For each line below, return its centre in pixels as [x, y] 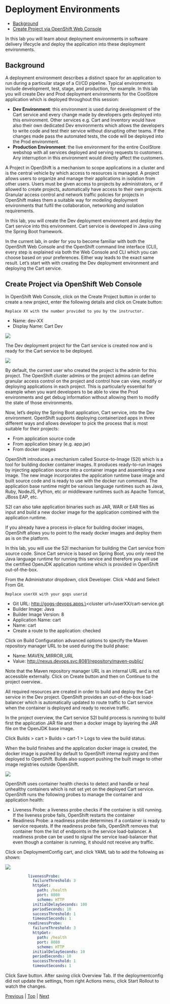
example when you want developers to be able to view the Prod [72, 392]
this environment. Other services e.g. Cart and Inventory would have [84, 120]
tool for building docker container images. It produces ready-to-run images [84, 464]
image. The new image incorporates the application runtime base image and [85, 475]
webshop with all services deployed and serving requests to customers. [88, 152]
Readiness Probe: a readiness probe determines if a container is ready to [89, 820]
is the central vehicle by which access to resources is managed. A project [82, 173]
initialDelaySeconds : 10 [59, 952]
